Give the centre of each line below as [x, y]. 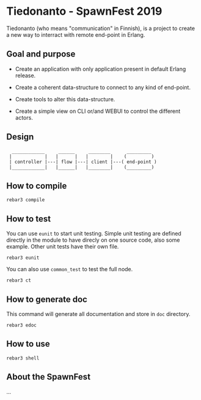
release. [25, 75]
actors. [24, 117]
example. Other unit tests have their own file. [63, 247]
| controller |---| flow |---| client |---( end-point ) [83, 162]
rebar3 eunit [23, 258]
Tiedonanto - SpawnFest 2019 [84, 11]
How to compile [37, 186]
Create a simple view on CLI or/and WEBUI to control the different [98, 111]
